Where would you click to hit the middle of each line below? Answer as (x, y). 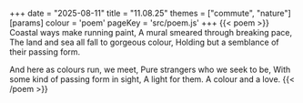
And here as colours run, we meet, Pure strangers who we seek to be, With (150, 69)
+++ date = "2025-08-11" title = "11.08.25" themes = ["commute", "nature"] (150, 13)
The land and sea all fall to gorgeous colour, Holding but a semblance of (144, 42)
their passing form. (45, 52)
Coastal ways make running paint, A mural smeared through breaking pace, (151, 32)
